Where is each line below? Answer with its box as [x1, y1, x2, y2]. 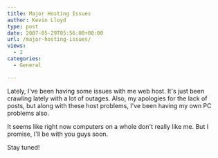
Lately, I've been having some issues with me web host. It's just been [7, 87, 205, 95]
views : [7, 42, 26, 49]
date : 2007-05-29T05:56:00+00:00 [7, 29, 104, 37]
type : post [7, 23, 39, 30]
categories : [7, 55, 42, 62]
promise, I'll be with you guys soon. [7, 130, 109, 138]
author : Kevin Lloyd [7, 17, 67, 24]
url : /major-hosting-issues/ [7, 36, 91, 43]
